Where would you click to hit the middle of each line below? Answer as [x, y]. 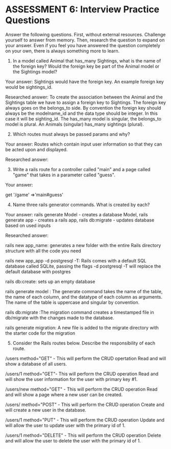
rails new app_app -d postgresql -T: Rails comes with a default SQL [76, 260]
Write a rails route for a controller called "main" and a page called [81, 169]
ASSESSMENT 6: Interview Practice [82, 9]
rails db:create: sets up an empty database [50, 281]
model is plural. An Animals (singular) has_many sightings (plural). [75, 124]
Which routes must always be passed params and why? [71, 134]
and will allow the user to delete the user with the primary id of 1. [73, 441]
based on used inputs [28, 225]
